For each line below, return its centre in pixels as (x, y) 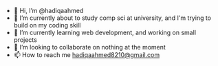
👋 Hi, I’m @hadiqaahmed (48, 11)
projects (25, 40)
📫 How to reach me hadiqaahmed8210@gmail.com (87, 55)
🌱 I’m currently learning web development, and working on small (105, 32)
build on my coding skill (47, 25)
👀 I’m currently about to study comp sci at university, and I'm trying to (112, 18)
